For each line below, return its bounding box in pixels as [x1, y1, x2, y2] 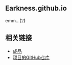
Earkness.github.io [5, 4, 67, 13]
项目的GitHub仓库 [12, 54, 50, 60]
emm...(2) [5, 17, 26, 23]
